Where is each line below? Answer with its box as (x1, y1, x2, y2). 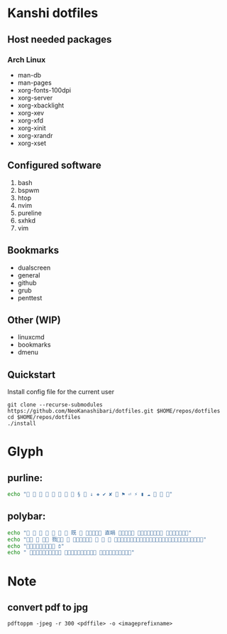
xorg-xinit (17, 123, 46, 132)
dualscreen (17, 263, 51, 272)
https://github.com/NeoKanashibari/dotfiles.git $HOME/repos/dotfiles (7, 408, 221, 415)
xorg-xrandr (17, 131, 53, 139)
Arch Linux (7, 55, 46, 65)
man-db (17, 70, 41, 79)
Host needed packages (7, 33, 112, 46)
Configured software (7, 159, 101, 171)
